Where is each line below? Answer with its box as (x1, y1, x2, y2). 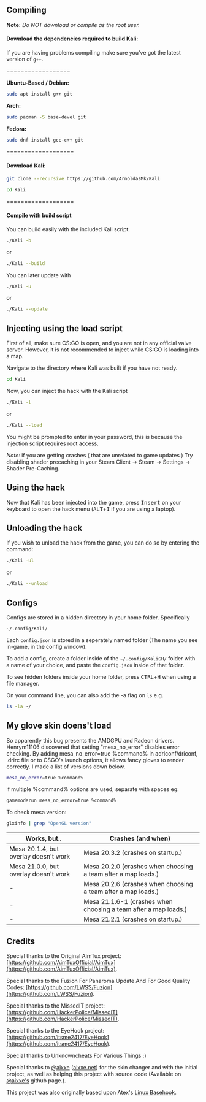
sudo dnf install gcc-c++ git (6, 137, 84, 143)
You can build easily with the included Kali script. (6, 225, 131, 232)
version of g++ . (6, 55, 44, 63)
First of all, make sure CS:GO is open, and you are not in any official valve (6, 340, 192, 347)
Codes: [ (6, 984, 28, 991)
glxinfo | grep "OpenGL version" (6, 821, 92, 827)
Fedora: (6, 125, 26, 132)
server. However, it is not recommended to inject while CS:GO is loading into (6, 346, 199, 353)
